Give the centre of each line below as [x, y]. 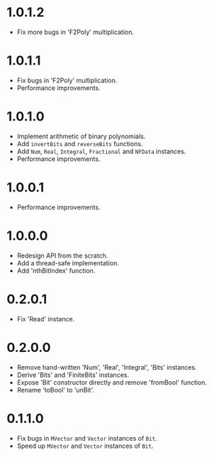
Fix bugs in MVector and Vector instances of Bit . [87, 438]
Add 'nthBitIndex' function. [56, 270]
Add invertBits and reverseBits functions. [80, 143]
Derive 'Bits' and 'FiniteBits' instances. [73, 375]
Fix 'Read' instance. [46, 319]
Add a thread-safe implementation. [68, 263]
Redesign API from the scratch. [62, 255]
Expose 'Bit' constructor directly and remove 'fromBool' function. [112, 382]
